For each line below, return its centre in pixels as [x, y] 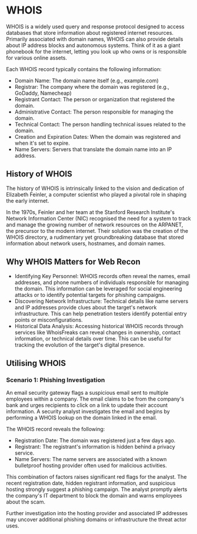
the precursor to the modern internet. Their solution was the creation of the [97, 231]
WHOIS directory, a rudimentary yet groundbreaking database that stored [95, 237]
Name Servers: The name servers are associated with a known [91, 459]
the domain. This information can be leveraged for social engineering [98, 288]
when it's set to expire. [42, 143]
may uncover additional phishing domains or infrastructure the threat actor [96, 520]
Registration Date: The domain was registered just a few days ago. [95, 440]
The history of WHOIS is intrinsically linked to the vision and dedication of [95, 188]
